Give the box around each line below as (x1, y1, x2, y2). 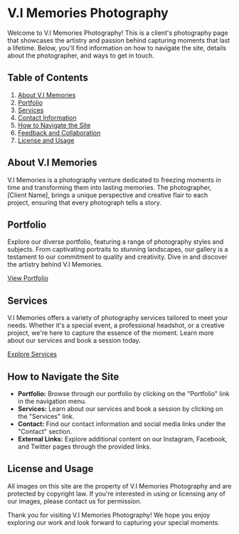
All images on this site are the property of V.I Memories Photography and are (7, 481, 232, 490)
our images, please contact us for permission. (7, 496, 142, 506)
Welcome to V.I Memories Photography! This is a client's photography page (7, 28, 229, 37)
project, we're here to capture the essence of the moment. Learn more (7, 329, 214, 337)
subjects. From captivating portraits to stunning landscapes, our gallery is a (7, 245, 228, 254)
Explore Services (7, 350, 57, 358)
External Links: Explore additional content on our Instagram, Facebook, (17, 435, 228, 443)
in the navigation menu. (17, 397, 87, 405)
